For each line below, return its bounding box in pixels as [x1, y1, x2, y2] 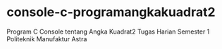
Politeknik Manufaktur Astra [6, 34, 87, 43]
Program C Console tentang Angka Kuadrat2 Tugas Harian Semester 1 [6, 27, 210, 36]
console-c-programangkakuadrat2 [6, 4, 216, 20]
